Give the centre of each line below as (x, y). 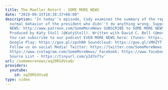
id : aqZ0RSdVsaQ (31, 75)
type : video (17, 79)
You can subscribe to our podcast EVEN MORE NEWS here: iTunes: (78, 38)
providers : (16, 65)
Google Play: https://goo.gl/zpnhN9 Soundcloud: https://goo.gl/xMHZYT (86, 42)
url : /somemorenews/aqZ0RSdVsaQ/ (40, 61)
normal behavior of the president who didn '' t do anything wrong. (80, 24)
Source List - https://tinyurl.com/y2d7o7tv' (58, 56)
